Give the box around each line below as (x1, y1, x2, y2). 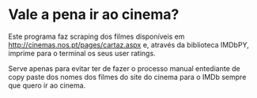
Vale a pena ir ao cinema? (8, 6, 180, 24)
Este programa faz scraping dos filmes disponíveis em (8, 32, 185, 41)
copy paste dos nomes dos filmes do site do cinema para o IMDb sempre (8, 72, 247, 81)
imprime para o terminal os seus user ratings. (8, 48, 156, 58)
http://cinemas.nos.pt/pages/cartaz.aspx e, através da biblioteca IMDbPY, (8, 40, 249, 49)
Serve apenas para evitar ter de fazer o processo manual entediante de (8, 63, 240, 73)
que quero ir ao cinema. (8, 81, 86, 90)
